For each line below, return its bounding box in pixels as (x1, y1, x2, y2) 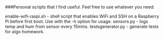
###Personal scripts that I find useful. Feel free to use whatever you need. (5, 4, 155, 10)
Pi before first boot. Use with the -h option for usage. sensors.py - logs (5, 19, 148, 24)
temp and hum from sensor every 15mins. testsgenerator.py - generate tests (5, 24, 159, 29)
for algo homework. (5, 29, 45, 34)
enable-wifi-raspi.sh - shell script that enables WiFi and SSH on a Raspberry (5, 13, 159, 19)
